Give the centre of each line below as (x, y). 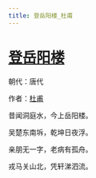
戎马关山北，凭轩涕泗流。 (50, 166)
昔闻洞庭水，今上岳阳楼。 (50, 115)
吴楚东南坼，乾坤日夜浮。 (50, 132)
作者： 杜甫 (26, 98)
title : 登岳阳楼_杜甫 (41, 16)
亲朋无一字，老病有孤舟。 (50, 149)
